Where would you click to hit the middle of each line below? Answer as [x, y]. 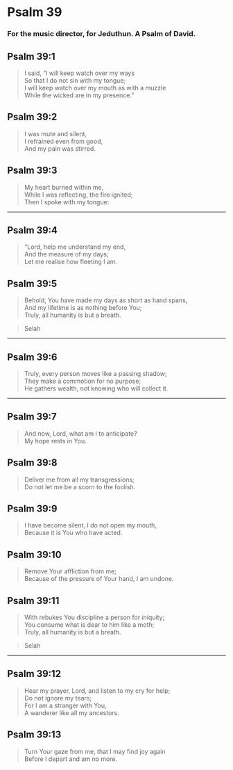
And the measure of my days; [66, 254]
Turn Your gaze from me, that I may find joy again [95, 751]
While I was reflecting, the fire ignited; [78, 195]
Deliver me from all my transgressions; [79, 480]
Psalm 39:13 [34, 735]
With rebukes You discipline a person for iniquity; [94, 617]
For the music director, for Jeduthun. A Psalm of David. [102, 34]
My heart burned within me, [64, 187]
